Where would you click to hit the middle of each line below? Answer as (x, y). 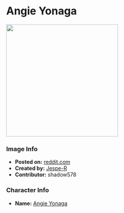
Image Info (22, 149)
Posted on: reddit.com (42, 162)
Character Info (28, 190)
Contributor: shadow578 (45, 175)
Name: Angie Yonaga (41, 203)
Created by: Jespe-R (41, 168)
